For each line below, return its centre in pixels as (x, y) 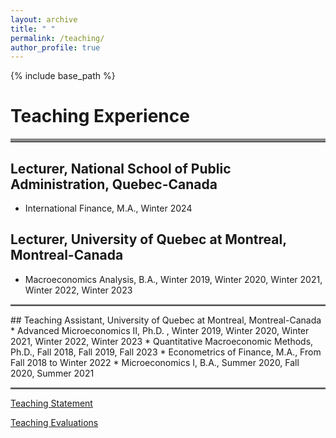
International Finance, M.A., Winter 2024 (108, 208)
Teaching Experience (100, 116)
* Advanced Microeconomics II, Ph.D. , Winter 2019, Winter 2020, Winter (160, 330)
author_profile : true (55, 47)
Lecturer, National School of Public (121, 168)
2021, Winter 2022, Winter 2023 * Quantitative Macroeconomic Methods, (162, 341)
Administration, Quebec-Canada (114, 184)
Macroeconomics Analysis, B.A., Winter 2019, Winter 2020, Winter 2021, (173, 279)
